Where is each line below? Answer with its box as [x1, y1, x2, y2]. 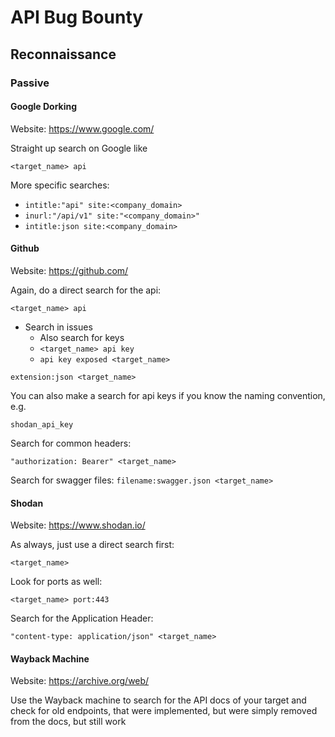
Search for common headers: [10, 437, 132, 449]
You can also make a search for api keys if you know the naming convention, [10, 389, 326, 401]
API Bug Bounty [10, 6, 144, 29]
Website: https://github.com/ [10, 264, 129, 276]
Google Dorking [10, 101, 78, 113]
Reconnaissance [10, 46, 117, 63]
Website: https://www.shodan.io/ [10, 519, 146, 531]
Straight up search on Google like [10, 142, 148, 154]
